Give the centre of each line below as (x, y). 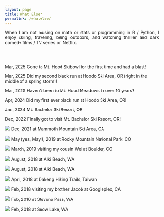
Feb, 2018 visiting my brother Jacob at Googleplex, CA (66, 189)
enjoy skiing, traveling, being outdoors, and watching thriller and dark (82, 37)
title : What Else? (24, 14)
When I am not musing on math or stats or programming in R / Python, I (82, 33)
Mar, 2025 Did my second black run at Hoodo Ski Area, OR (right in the (76, 76)
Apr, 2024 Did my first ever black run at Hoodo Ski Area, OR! (66, 100)
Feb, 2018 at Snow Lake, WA (40, 209)
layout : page (18, 9)
